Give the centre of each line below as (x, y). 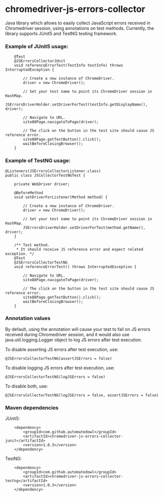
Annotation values (28, 318)
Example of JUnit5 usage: (37, 46)
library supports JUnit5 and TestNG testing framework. (61, 33)
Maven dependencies (32, 407)
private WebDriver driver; (42, 184)
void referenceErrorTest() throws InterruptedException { (75, 267)
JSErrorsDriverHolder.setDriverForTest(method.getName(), (84, 227)
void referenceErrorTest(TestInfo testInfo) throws (69, 66)
